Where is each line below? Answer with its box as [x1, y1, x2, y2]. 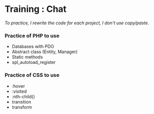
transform [11, 104, 33, 110]
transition [11, 99, 32, 105]
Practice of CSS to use [4, 72, 60, 79]
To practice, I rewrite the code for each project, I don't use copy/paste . [4, 20, 150, 26]
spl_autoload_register [11, 59, 56, 65]
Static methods [11, 54, 43, 60]
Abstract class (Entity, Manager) [11, 49, 78, 55]
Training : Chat [4, 3, 67, 15]
